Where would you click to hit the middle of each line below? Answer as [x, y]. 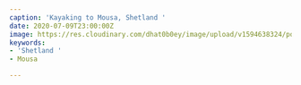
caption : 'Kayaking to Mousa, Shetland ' [88, 17]
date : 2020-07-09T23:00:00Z [62, 26]
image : [21, 34]
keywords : [28, 42]
